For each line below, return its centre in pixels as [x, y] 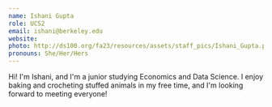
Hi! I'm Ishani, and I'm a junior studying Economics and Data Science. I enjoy [136, 77]
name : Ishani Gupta [41, 16]
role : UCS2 [27, 24]
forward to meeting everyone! [58, 94]
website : [23, 39]
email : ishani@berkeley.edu [56, 31]
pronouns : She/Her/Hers [49, 53]
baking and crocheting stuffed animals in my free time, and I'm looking [126, 85]
